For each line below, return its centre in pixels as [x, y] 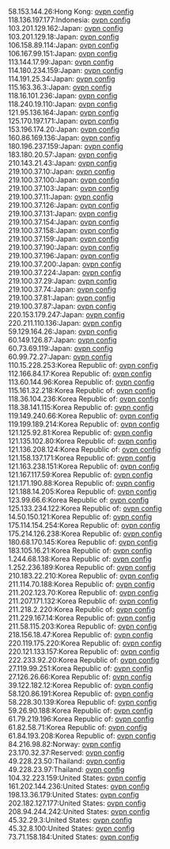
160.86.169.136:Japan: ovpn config [64, 138]
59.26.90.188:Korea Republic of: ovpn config [81, 710]
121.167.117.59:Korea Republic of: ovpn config [81, 474]
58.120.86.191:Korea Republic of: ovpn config [81, 694]
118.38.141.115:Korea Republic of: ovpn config [81, 407]
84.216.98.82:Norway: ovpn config [64, 744]
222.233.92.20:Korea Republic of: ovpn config [84, 660]
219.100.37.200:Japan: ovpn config [65, 264]
